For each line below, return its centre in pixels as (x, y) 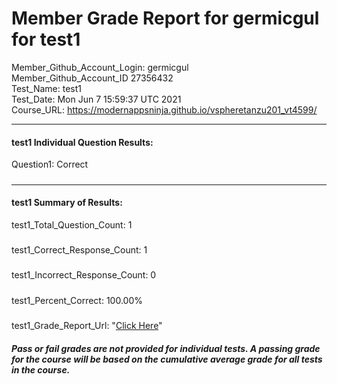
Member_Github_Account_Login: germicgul (100, 67)
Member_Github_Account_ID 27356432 (92, 78)
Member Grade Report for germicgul (165, 18)
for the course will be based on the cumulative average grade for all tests (167, 359)
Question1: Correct (50, 164)
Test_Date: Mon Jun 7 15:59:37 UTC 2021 (96, 99)
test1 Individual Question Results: (82, 142)
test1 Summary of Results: (67, 203)
